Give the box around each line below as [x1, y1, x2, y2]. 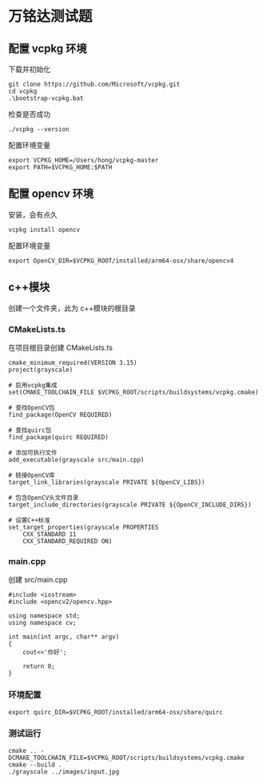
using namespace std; [8, 612, 81, 620]
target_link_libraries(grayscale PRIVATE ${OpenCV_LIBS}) [8, 478, 205, 486]
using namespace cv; [8, 619, 77, 627]
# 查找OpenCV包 [8, 403, 55, 412]
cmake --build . [8, 761, 62, 769]
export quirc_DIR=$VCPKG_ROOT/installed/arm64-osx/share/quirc [8, 708, 224, 716]
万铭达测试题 [8, 7, 93, 26]
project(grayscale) [8, 366, 73, 374]
